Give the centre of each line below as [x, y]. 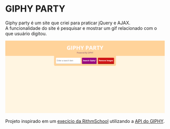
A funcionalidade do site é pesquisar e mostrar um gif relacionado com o [81, 28]
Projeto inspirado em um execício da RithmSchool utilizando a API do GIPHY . [85, 121]
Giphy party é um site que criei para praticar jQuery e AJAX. [68, 23]
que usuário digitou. [26, 33]
